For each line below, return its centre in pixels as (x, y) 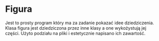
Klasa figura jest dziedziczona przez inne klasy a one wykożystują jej (76, 28)
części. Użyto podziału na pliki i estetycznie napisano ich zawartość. (75, 33)
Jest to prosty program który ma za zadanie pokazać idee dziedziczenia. (79, 23)
